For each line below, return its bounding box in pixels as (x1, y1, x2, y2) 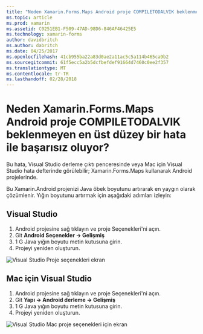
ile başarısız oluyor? (6, 141, 110, 155)
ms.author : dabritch (6, 43, 59, 49)
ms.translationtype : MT (6, 65, 66, 71)
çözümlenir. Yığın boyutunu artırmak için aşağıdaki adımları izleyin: (6, 191, 172, 199)
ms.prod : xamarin (6, 20, 50, 26)
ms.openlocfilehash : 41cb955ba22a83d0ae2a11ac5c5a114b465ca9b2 (6, 54, 169, 60)
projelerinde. (6, 173, 38, 181)
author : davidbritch (6, 37, 59, 43)
